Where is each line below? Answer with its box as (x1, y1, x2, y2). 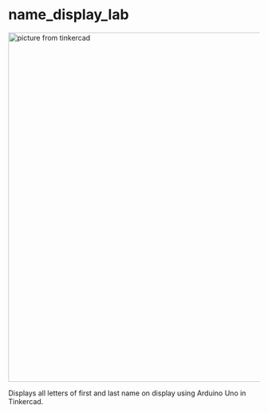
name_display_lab (8, 6, 129, 24)
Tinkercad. (8, 396, 44, 406)
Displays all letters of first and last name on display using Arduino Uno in (8, 388, 246, 398)
